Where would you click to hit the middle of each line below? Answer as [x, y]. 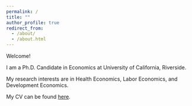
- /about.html [29, 39]
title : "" [18, 17]
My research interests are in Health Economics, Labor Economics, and [92, 79]
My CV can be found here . [39, 97]
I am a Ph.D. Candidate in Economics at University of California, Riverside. [96, 68]
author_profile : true [33, 23]
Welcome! [18, 56]
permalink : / [22, 12]
